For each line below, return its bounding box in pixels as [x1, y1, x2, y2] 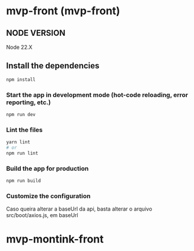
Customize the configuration [6, 192, 91, 200]
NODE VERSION [6, 28, 66, 38]
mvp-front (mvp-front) [6, 4, 120, 18]
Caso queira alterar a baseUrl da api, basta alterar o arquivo [6, 205, 152, 212]
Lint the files [6, 125, 43, 134]
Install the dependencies [6, 61, 100, 71]
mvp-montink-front [6, 233, 104, 246]
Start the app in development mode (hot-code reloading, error [6, 90, 189, 99]
